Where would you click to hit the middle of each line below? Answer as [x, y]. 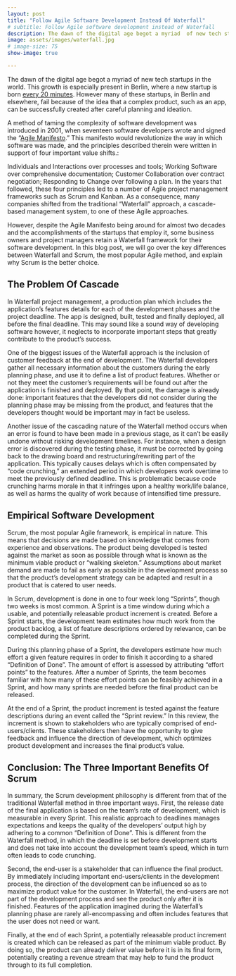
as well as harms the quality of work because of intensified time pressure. [114, 493]
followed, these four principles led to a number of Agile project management [118, 189]
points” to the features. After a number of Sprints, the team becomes [107, 672]
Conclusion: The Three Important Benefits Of [108, 767]
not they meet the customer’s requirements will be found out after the [108, 382]
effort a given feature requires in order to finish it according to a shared [110, 657]
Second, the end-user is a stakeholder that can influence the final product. [115, 869]
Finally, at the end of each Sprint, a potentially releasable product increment [117, 935]
